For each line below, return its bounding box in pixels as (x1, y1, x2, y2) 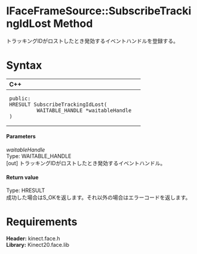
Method (53, 17, 93, 30)
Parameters (6, 133, 36, 140)
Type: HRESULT (6, 187, 45, 194)
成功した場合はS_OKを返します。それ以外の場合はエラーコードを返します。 (6, 194, 191, 201)
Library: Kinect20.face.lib (6, 241, 70, 249)
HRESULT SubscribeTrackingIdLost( (9, 101, 107, 108)
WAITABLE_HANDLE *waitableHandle (36, 107, 132, 114)
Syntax (6, 58, 42, 72)
